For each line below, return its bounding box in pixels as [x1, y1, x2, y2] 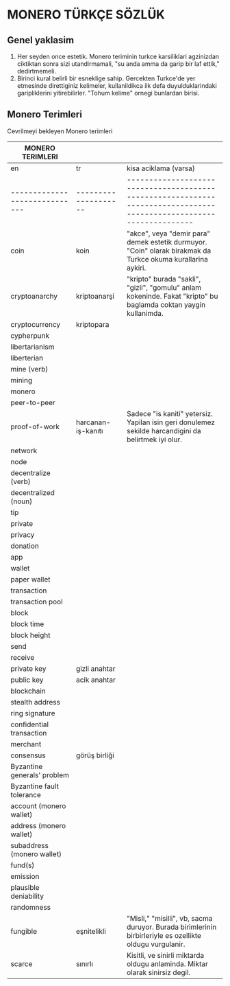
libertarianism [10, 342, 55, 352]
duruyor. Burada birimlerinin [126, 922, 217, 932]
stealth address [10, 697, 60, 707]
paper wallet [10, 574, 51, 584]
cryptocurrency [10, 319, 61, 329]
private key [10, 663, 47, 673]
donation [10, 541, 39, 551]
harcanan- [75, 417, 111, 427]
